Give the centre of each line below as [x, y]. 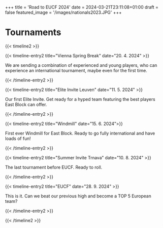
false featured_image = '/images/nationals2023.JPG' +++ [64, 12]
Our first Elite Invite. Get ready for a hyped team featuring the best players [80, 99]
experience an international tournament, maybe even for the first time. [76, 70]
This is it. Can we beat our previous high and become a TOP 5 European [78, 196]
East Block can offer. [26, 104]
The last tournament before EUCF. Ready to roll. [54, 167]
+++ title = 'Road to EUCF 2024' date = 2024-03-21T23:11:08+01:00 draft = [82, 7]
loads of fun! [18, 138]
